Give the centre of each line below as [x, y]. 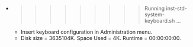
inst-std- [176, 8]
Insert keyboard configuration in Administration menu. [86, 32]
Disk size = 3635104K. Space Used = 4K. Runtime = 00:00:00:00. [101, 38]
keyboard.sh [160, 21]
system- [154, 15]
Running [155, 8]
